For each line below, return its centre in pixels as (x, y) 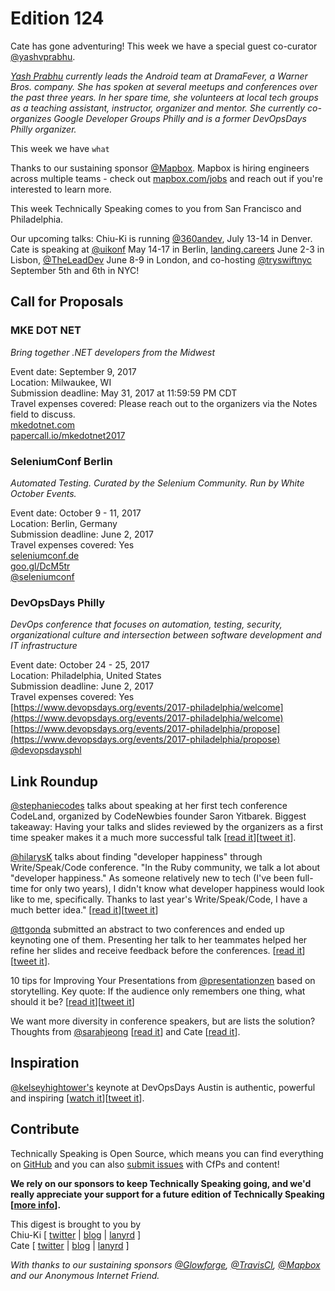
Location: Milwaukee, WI (61, 382)
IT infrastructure (44, 646)
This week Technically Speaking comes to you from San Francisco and (156, 208)
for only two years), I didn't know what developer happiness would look (177, 889)
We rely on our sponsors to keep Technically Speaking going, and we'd (161, 1183)
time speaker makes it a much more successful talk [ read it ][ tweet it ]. (153, 838)
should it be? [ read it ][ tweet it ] (72, 1002)
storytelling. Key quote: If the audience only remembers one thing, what (158, 991)
